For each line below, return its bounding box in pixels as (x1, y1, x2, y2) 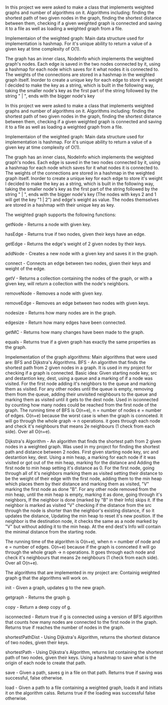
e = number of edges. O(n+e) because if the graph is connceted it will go (5, 544, 156, 550)
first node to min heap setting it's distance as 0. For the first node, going (5, 465, 154, 471)
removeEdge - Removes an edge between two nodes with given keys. (5, 300, 149, 306)
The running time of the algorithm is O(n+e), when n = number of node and (5, 539, 160, 545)
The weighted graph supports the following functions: (5, 212, 116, 218)
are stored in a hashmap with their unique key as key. (5, 202, 115, 208)
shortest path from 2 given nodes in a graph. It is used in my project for (5, 365, 152, 371)
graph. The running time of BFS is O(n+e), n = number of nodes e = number (5, 407, 162, 413)
